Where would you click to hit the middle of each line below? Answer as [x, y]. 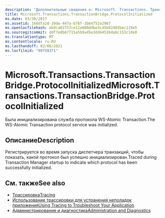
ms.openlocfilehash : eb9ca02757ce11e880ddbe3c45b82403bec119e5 [71, 28]
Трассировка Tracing [34, 195]
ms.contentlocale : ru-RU [30, 42]
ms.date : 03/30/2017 [26, 19]
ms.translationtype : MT [29, 37]
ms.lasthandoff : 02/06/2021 [34, 46]
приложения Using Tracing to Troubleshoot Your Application [73, 205]
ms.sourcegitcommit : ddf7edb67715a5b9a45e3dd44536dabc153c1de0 [71, 32]
